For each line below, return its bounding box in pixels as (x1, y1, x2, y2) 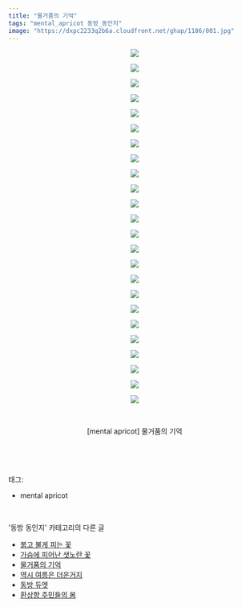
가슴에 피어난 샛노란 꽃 (19, 550, 91, 560)
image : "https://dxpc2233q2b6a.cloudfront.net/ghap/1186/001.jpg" (8, 26, 235, 35)
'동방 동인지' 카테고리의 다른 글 (8, 523, 105, 532)
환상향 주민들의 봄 (19, 590, 76, 600)
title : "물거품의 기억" (8, 11, 78, 20)
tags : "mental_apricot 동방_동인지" (8, 19, 123, 27)
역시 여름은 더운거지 (19, 570, 83, 580)
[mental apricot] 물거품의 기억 (87, 426, 183, 436)
